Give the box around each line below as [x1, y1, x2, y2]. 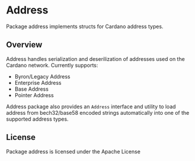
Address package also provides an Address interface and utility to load [6, 103, 176, 110]
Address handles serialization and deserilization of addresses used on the [6, 55, 185, 62]
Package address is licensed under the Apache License [6, 148, 141, 155]
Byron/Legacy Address [14, 73, 70, 80]
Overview [6, 40, 43, 50]
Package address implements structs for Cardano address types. [6, 23, 163, 30]
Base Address [14, 85, 49, 93]
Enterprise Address [14, 79, 62, 86]
